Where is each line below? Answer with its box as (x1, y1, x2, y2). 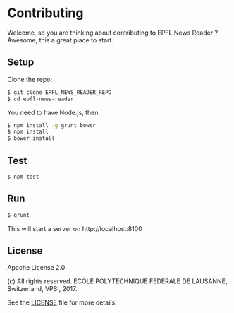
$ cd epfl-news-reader (7, 95, 74, 102)
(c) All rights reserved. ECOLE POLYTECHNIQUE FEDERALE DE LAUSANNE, (7, 277, 228, 285)
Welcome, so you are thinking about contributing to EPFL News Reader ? (7, 28, 218, 37)
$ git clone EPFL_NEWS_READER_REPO (7, 88, 112, 96)
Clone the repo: (7, 75, 53, 83)
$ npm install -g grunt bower (7, 122, 97, 129)
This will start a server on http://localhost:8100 (7, 224, 142, 232)
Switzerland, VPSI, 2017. (7, 285, 78, 293)
